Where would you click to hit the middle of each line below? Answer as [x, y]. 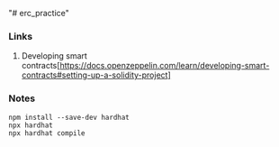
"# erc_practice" [39, 13]
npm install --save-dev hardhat [69, 117]
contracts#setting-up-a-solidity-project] [96, 75]
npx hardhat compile [47, 133]
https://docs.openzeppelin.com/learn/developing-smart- [165, 66]
